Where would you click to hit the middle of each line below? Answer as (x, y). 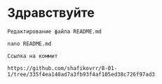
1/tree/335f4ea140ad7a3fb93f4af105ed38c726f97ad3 (81, 74)
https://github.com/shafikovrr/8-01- (62, 68)
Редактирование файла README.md (54, 31)
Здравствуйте (51, 13)
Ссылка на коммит (33, 56)
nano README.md (29, 43)
